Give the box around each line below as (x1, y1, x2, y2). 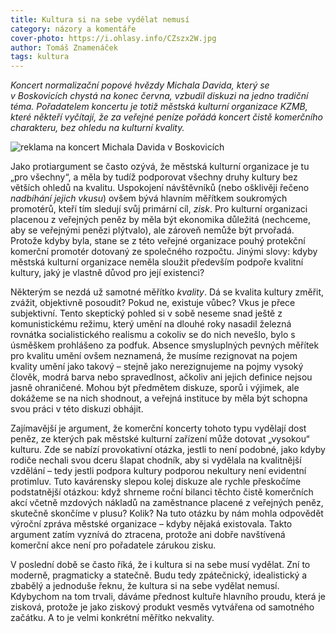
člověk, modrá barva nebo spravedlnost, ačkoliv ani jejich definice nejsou (10, 371, 313, 383)
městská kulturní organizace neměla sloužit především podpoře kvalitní (10, 256, 304, 268)
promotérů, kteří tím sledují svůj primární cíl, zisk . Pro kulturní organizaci (10, 203, 308, 215)
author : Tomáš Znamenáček (10, 42, 118, 53)
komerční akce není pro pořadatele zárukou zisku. (10, 539, 217, 551)
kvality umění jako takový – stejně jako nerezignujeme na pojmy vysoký (10, 361, 304, 373)
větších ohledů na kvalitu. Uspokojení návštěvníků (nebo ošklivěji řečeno (10, 182, 310, 194)
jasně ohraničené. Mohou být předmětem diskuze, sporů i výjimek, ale (10, 382, 300, 394)
